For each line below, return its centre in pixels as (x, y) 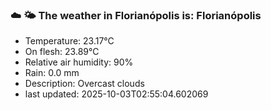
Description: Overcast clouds (84, 84)
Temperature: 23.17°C (69, 41)
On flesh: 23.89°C (62, 52)
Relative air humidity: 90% (79, 62)
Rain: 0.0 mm (52, 73)
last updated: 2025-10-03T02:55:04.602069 (116, 94)
